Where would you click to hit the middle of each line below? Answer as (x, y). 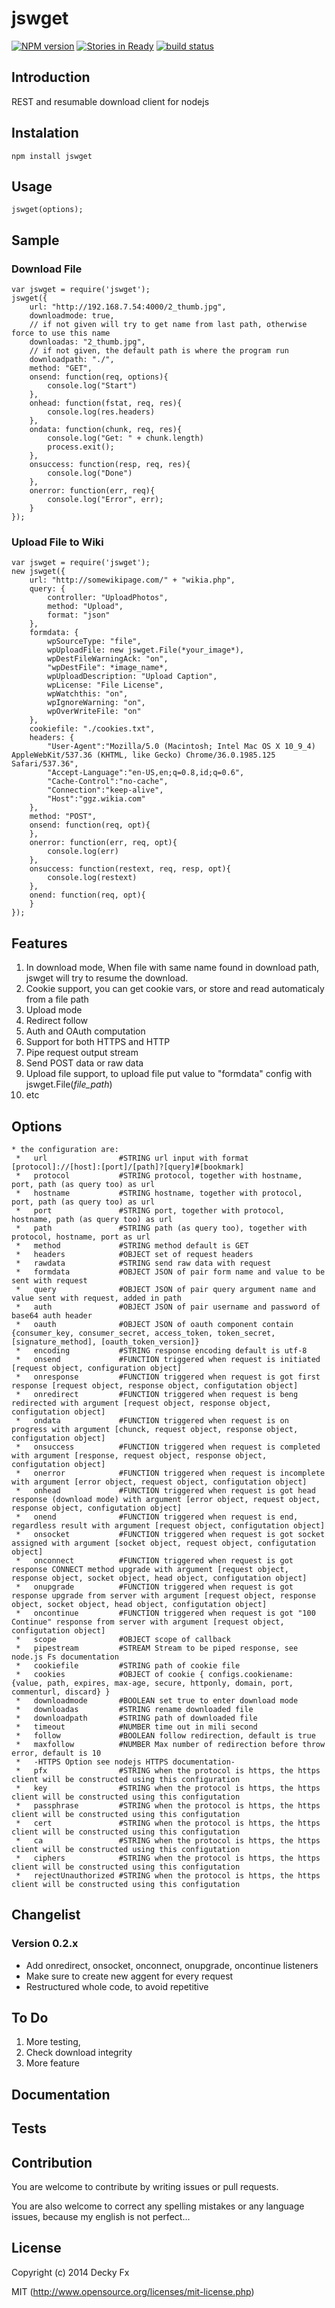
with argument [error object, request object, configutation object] (159, 1482)
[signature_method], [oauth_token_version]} (105, 1342)
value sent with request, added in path (97, 1298)
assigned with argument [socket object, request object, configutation (163, 1543)
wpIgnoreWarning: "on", (96, 703)
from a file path (57, 999)
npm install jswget (52, 156)
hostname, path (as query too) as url (92, 1219)
